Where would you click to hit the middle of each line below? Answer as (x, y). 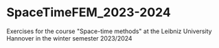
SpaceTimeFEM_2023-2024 (89, 13)
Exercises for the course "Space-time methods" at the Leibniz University (109, 31)
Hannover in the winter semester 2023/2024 (69, 38)
